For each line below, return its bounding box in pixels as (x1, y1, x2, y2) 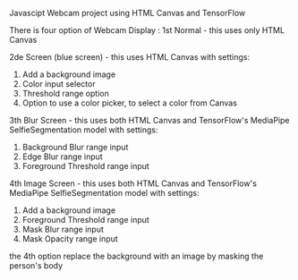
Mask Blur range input (21, 224, 105, 234)
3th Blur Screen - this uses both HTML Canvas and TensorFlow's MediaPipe (9, 115, 290, 125)
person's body (9, 260, 64, 271)
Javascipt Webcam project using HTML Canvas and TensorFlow (9, 8, 246, 18)
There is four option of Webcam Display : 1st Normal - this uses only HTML (9, 25, 285, 35)
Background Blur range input (21, 142, 129, 152)
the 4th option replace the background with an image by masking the (9, 250, 264, 261)
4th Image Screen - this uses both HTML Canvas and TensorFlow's (9, 178, 258, 189)
